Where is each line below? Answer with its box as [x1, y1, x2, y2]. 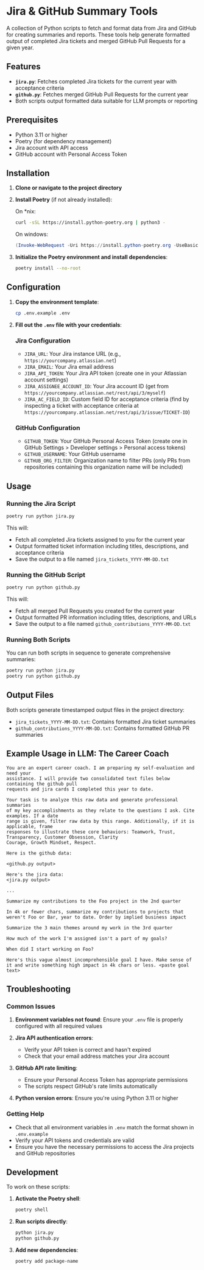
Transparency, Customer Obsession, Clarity [6, 834, 119, 840]
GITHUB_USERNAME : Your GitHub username [24, 450, 126, 458]
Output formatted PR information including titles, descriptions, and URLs [15, 614, 197, 621]
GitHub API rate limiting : [15, 1065, 78, 1072]
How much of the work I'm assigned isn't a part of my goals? [6, 935, 167, 942]
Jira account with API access [15, 144, 88, 151]
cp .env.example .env [15, 310, 70, 316]
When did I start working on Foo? [6, 946, 94, 952]
